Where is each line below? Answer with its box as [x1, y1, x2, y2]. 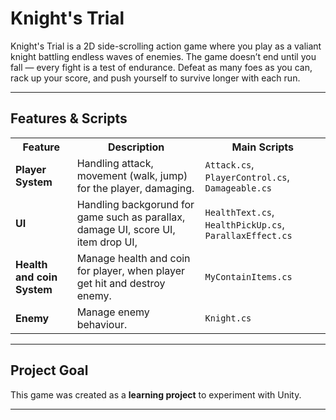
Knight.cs [204, 312, 252, 324]
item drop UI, [76, 235, 138, 249]
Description [107, 140, 165, 154]
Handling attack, [76, 156, 154, 170]
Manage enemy [76, 305, 150, 319]
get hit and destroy [76, 276, 166, 290]
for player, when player [76, 263, 186, 277]
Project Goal [10, 362, 89, 379]
